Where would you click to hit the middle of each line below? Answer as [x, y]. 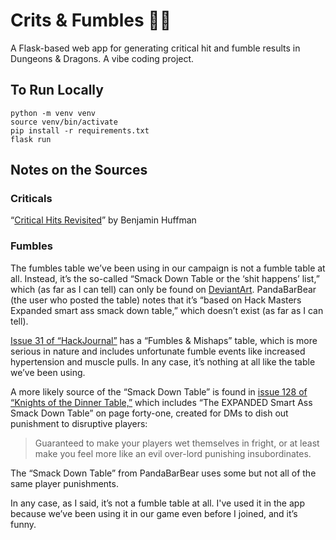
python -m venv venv [53, 113]
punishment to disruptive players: [79, 423]
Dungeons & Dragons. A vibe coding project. [102, 58]
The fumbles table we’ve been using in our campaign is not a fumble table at [168, 268]
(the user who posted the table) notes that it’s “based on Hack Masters [156, 300]
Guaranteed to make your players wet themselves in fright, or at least [177, 443]
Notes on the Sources [79, 170]
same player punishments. [64, 483]
